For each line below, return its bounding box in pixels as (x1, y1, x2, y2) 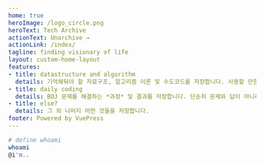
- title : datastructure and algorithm (8, 70, 136, 78)
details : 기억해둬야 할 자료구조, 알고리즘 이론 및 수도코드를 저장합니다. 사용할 (15, 77, 244, 85)
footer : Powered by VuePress (8, 115, 104, 123)
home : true (8, 11, 44, 20)
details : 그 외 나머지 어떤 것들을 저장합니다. (15, 108, 150, 115)
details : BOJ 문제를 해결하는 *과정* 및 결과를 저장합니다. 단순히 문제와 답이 (15, 92, 241, 100)
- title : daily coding (8, 85, 83, 93)
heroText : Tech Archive (8, 26, 87, 34)
